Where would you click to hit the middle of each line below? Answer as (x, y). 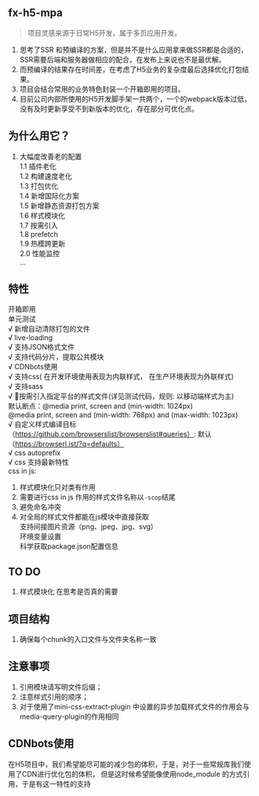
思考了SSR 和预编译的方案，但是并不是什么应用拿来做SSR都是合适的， (133, 50)
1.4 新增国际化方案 (49, 195)
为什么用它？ (39, 136)
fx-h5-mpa (35, 13)
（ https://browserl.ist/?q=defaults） (66, 444)
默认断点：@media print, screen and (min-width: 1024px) (101, 406)
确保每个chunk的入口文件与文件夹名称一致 (88, 639)
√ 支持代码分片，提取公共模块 (56, 357)
